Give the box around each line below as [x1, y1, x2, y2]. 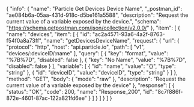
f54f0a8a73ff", [6, 37, 43, 44]
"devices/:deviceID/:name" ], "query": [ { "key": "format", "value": [6, 50, 168, 57]
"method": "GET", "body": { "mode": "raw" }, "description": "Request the [6, 75, 186, 82]
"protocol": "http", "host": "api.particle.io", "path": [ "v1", [6, 43, 145, 50]
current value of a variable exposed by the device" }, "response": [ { [6, 82, 175, 89]
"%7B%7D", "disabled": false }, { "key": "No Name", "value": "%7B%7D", [6, 57, 187, 63]
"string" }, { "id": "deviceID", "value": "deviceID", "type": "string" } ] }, [6, 69, 178, 76]
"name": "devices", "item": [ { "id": [6, 31, 91, 38]
